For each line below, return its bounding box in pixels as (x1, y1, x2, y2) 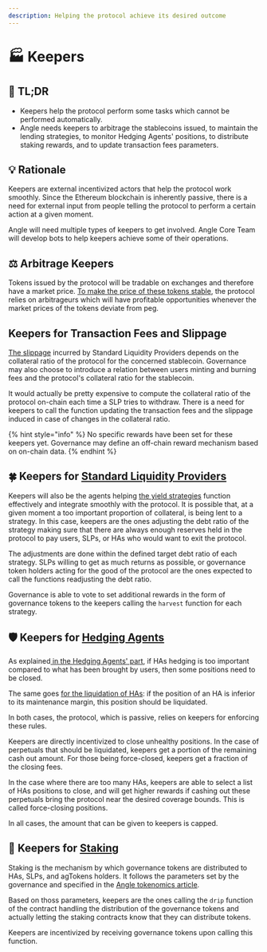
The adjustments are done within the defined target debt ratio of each (8, 549, 238, 558)
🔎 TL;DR (8, 85, 49, 98)
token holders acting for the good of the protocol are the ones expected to (8, 565, 253, 575)
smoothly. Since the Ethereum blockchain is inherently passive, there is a (8, 192, 248, 202)
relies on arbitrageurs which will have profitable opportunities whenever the (8, 295, 257, 304)
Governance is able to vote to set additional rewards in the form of (8, 589, 226, 599)
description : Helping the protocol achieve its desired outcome (8, 11, 226, 20)
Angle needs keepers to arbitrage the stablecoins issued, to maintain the (19, 123, 259, 133)
